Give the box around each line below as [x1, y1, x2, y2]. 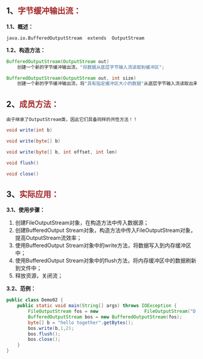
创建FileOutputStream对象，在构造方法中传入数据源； [14, 219, 149, 226]
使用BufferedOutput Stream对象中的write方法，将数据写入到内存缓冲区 [14, 242, 192, 249]
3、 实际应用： [6, 189, 59, 199]
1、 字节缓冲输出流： [6, 5, 82, 16]
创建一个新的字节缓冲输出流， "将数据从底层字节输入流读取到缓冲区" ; [17, 64, 165, 70]
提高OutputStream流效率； [14, 234, 82, 242]
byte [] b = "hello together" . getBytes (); [28, 320, 134, 326]
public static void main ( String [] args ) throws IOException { [17, 303, 177, 309]
